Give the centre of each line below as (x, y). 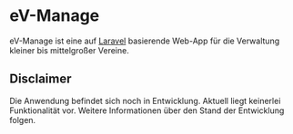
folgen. (23, 120)
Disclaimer (40, 79)
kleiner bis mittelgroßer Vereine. (69, 50)
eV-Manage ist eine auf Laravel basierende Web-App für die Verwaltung (145, 41)
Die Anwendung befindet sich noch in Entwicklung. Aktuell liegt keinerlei (145, 100)
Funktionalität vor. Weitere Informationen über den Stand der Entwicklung (147, 110)
